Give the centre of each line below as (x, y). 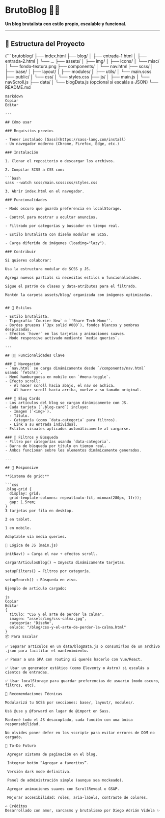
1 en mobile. (18, 528)
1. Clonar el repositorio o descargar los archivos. (60, 161)
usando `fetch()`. (24, 372)
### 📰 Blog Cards (23, 398)
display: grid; (25, 493)
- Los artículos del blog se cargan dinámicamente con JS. (67, 403)
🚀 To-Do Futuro (21, 745)
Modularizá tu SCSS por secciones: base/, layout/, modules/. (70, 703)
